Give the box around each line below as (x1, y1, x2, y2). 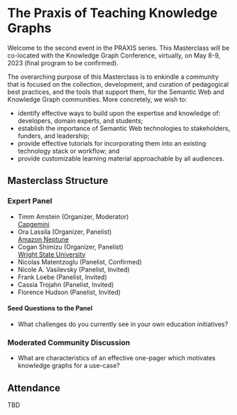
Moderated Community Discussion (7, 338, 131, 347)
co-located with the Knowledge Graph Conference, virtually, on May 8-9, (7, 51, 221, 60)
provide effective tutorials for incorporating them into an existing (17, 139, 206, 147)
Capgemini (17, 220, 50, 228)
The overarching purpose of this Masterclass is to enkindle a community (7, 72, 219, 81)
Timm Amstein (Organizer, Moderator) (17, 212, 129, 221)
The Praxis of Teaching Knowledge (7, 5, 218, 21)
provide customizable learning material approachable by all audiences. (17, 154, 225, 163)
